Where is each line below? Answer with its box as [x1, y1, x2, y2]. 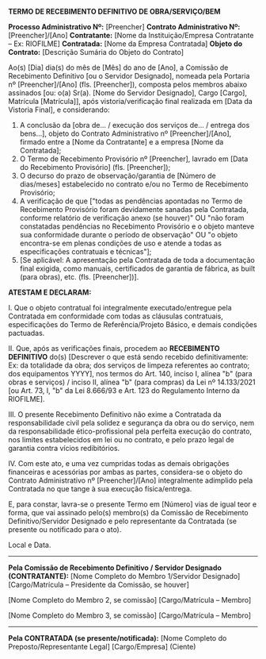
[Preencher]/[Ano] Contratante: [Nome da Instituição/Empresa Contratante [8, 31, 254, 40]
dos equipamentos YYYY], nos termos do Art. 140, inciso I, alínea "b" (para [8, 369, 253, 378]
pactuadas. [8, 329, 45, 337]
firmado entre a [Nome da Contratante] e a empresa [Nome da [19, 137, 224, 146]
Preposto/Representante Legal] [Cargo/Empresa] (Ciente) [8, 642, 196, 651]
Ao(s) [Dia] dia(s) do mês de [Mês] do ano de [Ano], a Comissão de [8, 63, 229, 72]
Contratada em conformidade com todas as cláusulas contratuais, [8, 311, 223, 321]
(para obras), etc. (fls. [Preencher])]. [19, 272, 139, 281]
